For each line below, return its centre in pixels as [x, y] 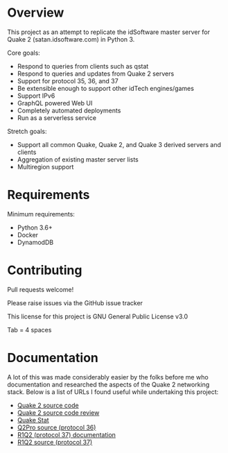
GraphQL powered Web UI [55, 103]
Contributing [45, 270]
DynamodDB [35, 242]
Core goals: [24, 53]
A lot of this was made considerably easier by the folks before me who [108, 377]
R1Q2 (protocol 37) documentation [67, 434]
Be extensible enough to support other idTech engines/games [105, 88]
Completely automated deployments [69, 110]
